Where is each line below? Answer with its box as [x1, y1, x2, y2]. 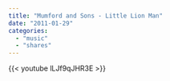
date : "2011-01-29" [8, 19, 74, 27]
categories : [8, 26, 48, 34]
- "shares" [15, 42, 52, 50]
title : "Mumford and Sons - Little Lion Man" [8, 11, 163, 20]
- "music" [15, 34, 48, 43]
